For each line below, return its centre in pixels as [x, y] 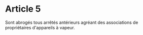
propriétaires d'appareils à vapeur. [40, 27]
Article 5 [23, 9]
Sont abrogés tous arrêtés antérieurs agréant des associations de [72, 22]
